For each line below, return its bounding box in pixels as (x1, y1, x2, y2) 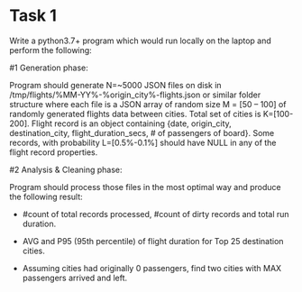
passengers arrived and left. (22, 272, 128, 283)
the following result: (9, 191, 83, 202)
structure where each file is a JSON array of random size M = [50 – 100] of (9, 98, 287, 109)
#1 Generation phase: (9, 62, 88, 73)
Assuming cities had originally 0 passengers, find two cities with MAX (22, 262, 282, 273)
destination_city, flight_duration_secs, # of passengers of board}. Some (9, 127, 275, 138)
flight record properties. (9, 146, 98, 158)
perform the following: (9, 44, 92, 55)
